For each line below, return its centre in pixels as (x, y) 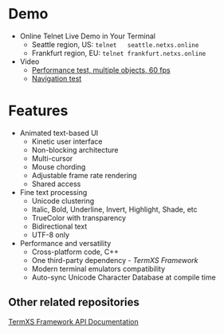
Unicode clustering (63, 201)
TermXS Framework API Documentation (73, 321)
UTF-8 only (51, 235)
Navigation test (57, 78)
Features (38, 111)
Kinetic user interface (67, 141)
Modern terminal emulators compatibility (98, 268)
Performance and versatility (65, 243)
